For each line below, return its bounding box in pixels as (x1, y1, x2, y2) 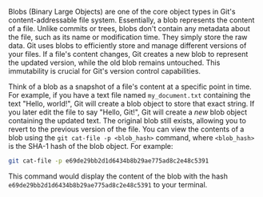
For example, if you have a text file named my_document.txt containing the (8, 90, 251, 99)
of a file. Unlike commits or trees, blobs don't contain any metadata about (8, 24, 250, 33)
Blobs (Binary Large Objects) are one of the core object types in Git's (8, 7, 236, 16)
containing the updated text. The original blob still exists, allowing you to (8, 116, 246, 125)
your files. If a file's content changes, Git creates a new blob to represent (8, 50, 249, 58)
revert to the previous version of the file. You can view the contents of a (8, 124, 245, 134)
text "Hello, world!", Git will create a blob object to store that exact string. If (8, 99, 255, 108)
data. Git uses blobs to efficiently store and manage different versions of (8, 41, 247, 50)
